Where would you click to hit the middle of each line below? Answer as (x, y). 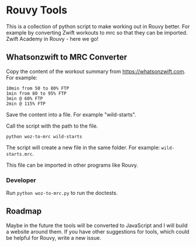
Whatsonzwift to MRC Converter (67, 57)
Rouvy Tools (37, 10)
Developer (21, 180)
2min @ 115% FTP (26, 104)
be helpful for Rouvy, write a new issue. (54, 238)
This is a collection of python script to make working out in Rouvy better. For (98, 26)
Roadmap (24, 211)
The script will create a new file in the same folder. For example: (83, 147)
